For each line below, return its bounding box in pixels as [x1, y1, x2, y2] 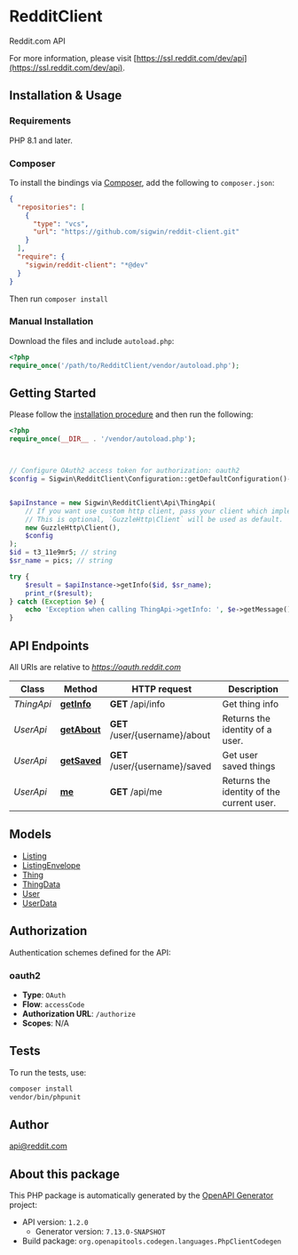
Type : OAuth [21, 989, 67, 1000]
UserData [21, 898, 58, 908]
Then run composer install [9, 293, 108, 304]
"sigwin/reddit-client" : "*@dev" [25, 260, 149, 269]
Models [9, 827, 51, 842]
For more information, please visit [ [9, 52, 137, 63]
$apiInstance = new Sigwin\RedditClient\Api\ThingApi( [9, 498, 216, 508]
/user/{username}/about [109, 729, 211, 741]
